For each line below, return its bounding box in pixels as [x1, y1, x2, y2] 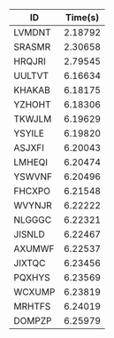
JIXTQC [13, 257, 46, 269]
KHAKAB [13, 84, 50, 96]
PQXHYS [13, 271, 50, 283]
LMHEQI [13, 156, 49, 168]
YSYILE [13, 128, 44, 139]
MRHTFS [13, 301, 51, 312]
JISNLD [13, 228, 46, 240]
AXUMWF [13, 243, 55, 255]
